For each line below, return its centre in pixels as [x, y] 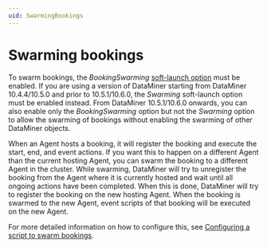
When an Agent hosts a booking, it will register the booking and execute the [133, 144]
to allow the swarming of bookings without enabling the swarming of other [130, 120]
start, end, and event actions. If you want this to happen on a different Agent [133, 152]
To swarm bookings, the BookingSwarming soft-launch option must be [124, 77]
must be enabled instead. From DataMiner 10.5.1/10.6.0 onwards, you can [128, 102]
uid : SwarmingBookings [46, 16]
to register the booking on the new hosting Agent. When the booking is [124, 194]
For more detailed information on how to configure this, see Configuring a [129, 226]
